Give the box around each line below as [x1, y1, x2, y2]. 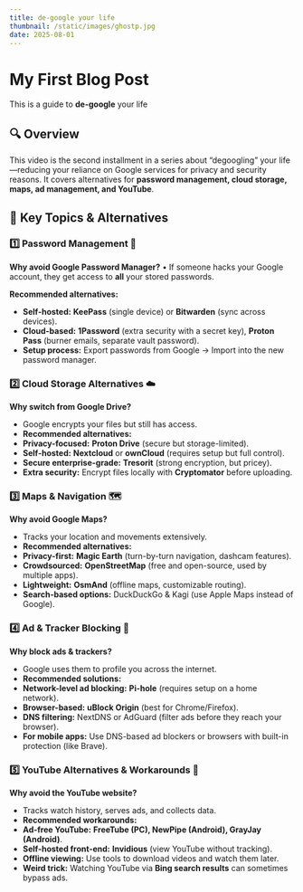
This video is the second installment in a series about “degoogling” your [9, 155, 278, 166]
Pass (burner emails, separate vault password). [22, 335, 200, 346]
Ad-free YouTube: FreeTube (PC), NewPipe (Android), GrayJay [22, 824, 262, 835]
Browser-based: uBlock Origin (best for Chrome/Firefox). [22, 702, 240, 713]
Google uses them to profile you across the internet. [22, 663, 217, 674]
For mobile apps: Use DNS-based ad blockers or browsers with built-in [22, 730, 289, 742]
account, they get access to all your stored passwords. [9, 270, 214, 281]
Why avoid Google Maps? [9, 514, 108, 525]
